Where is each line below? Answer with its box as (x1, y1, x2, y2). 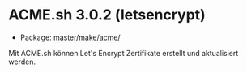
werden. (8, 57, 36, 67)
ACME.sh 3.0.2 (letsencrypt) (8, 6, 207, 24)
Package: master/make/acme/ (19, 32, 121, 42)
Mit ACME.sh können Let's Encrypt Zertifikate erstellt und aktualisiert (8, 48, 239, 58)
